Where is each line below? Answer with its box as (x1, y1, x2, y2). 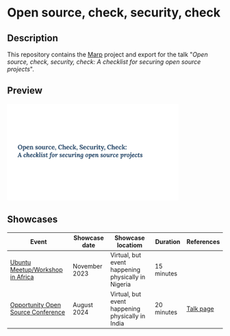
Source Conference (10, 308, 66, 317)
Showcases (7, 214, 58, 225)
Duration (155, 237, 181, 245)
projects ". (7, 65, 34, 73)
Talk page (186, 304, 214, 313)
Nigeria (110, 280, 131, 289)
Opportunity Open (10, 301, 62, 309)
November (73, 262, 103, 270)
